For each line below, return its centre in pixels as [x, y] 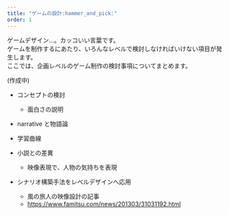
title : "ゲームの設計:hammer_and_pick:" [62, 13]
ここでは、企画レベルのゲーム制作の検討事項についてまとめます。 [99, 66]
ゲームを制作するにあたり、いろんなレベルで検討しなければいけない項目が [112, 48]
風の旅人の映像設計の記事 [63, 196]
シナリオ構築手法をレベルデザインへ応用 [74, 182]
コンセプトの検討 [41, 95]
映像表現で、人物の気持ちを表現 [72, 167]
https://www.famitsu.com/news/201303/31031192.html [104, 204]
